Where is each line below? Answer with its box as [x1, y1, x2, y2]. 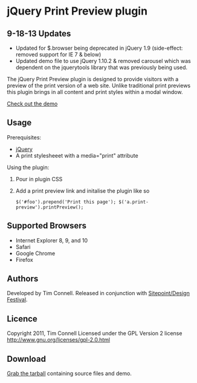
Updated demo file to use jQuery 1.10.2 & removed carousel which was [15, 58, 191, 64]
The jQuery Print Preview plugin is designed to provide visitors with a [7, 76, 179, 82]
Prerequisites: [7, 133, 42, 141]
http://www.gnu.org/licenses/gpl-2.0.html [7, 336, 111, 344]
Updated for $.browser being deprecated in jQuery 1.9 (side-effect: [15, 44, 183, 52]
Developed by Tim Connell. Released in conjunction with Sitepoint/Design [7, 290, 190, 297]
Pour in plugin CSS [15, 175, 63, 182]
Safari [15, 243, 31, 250]
